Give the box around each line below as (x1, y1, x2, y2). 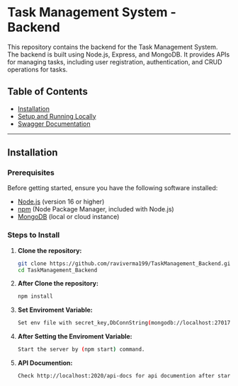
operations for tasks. (7, 65, 68, 74)
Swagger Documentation (17, 119, 91, 128)
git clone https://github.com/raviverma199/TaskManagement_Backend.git (17, 259, 234, 267)
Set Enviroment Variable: (17, 305, 93, 315)
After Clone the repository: (17, 279, 99, 288)
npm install (17, 293, 53, 300)
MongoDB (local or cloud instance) (17, 213, 120, 221)
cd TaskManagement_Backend (17, 267, 98, 274)
